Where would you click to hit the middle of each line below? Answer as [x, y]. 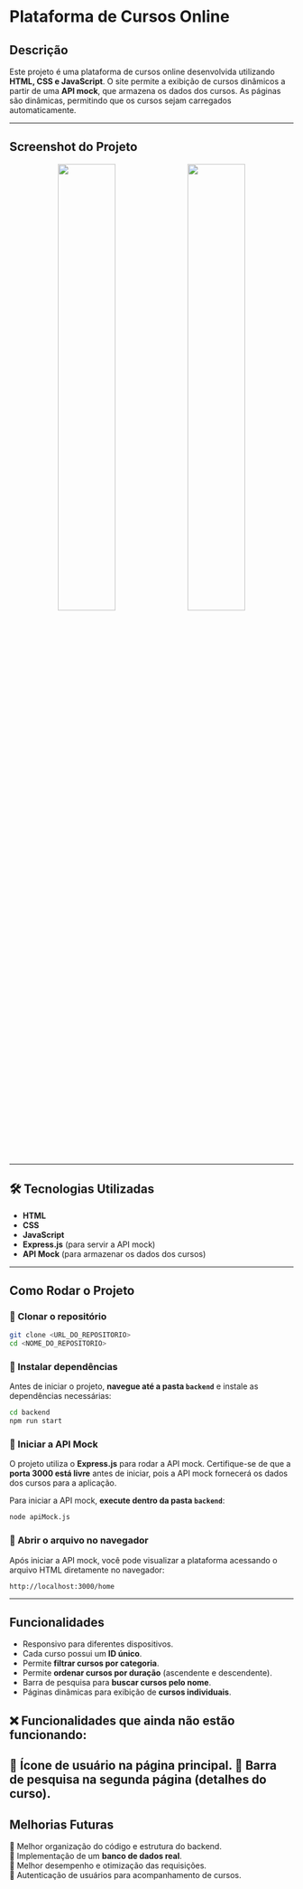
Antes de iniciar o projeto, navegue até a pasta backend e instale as [134, 1386]
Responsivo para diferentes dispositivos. [98, 1644]
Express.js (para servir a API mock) [89, 1244]
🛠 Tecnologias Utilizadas [82, 1190]
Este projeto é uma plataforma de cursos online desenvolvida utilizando [142, 71]
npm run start [36, 1421]
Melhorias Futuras [62, 1824]
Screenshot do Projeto [73, 147]
